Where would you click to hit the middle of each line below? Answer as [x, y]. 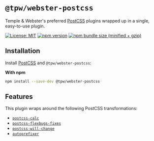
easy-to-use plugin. [25, 26]
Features [19, 97]
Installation [23, 51]
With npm [15, 72]
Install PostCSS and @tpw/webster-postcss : [48, 63]
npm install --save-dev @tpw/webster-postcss [52, 81]
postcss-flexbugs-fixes [37, 124]
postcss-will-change [33, 129]
